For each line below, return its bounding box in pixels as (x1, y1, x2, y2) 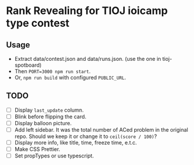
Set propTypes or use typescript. (14, 152, 94, 159)
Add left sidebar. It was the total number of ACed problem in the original (14, 126, 189, 133)
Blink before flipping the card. (14, 113, 87, 120)
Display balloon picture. (14, 119, 72, 126)
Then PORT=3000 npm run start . (14, 68, 91, 74)
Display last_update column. (14, 106, 84, 114)
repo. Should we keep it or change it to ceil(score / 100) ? (14, 133, 157, 140)
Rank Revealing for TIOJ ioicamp (6, 4, 168, 18)
